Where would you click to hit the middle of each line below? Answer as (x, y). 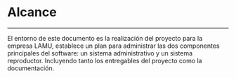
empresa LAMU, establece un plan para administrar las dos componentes (113, 46)
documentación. (31, 68)
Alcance (32, 12)
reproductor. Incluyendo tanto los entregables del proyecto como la (105, 60)
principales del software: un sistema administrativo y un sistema (100, 53)
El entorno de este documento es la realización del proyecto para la (105, 38)
